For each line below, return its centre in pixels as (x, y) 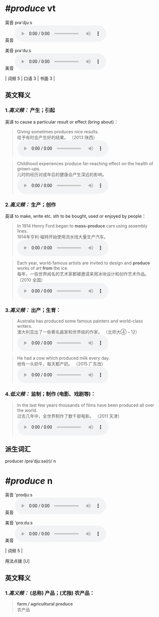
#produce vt (30, 9)
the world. (27, 410)
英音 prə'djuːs (19, 22)
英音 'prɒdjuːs (19, 495)
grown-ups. (29, 169)
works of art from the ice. (43, 268)
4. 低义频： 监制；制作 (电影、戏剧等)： (50, 394)
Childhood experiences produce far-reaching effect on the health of (85, 163)
